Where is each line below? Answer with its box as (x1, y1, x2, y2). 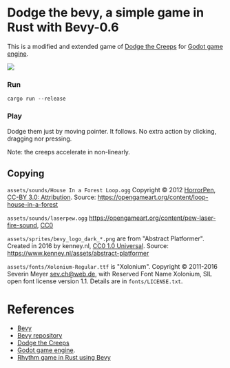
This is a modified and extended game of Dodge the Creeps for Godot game (7, 42, 224, 50)
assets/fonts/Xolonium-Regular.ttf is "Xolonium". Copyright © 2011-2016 (7, 263, 218, 271)
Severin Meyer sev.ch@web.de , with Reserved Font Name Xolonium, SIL (7, 270, 212, 278)
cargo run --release (7, 95, 67, 103)
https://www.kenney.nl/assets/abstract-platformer (7, 249, 149, 258)
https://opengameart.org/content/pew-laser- (89, 214, 216, 222)
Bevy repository (17, 331, 63, 340)
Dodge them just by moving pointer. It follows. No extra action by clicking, (7, 127, 217, 135)
